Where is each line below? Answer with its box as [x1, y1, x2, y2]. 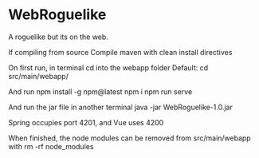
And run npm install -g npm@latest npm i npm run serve [8, 86, 193, 97]
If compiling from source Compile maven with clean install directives [8, 47, 233, 57]
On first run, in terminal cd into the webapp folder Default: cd [8, 62, 209, 73]
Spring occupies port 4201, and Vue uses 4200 [8, 117, 164, 127]
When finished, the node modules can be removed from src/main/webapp [8, 133, 251, 143]
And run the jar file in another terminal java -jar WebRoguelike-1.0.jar [8, 102, 233, 112]
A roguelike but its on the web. [8, 32, 109, 41]
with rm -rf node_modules [8, 141, 94, 151]
